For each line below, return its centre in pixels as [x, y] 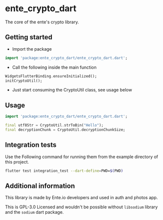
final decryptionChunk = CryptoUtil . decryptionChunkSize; [65, 129]
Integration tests [31, 145]
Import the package [32, 49]
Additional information [40, 186]
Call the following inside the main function [54, 67]
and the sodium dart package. [34, 212]
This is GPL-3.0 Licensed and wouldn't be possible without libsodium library [81, 207]
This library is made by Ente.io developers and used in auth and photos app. [81, 198]
